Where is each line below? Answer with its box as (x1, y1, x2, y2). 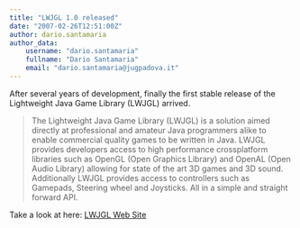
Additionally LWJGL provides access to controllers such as (31, 172, 250, 183)
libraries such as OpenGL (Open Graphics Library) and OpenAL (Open (31, 153, 291, 164)
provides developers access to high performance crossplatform (31, 143, 268, 154)
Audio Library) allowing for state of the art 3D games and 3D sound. (31, 163, 284, 174)
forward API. (31, 191, 78, 203)
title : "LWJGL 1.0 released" (9, 13, 119, 23)
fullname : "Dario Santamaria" (25, 55, 140, 64)
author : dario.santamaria (9, 30, 106, 39)
